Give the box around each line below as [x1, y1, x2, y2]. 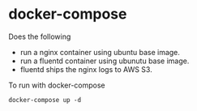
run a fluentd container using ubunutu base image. [19, 56, 190, 66]
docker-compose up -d [8, 96, 82, 104]
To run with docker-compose [8, 80, 105, 90]
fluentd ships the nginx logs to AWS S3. [19, 64, 152, 74]
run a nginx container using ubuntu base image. [19, 47, 181, 57]
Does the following [8, 32, 71, 41]
